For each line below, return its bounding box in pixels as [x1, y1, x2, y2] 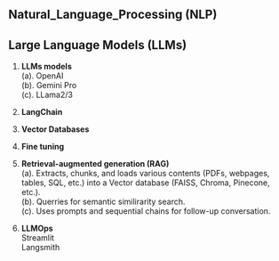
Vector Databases [20, 124, 90, 135]
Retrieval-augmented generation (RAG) [20, 159, 170, 169]
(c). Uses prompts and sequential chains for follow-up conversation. [20, 206, 271, 216]
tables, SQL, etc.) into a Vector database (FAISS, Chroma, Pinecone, [20, 177, 270, 188]
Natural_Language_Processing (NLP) [8, 7, 218, 22]
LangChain [20, 107, 63, 118]
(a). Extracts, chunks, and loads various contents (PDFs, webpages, [20, 168, 270, 179]
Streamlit [20, 232, 55, 243]
